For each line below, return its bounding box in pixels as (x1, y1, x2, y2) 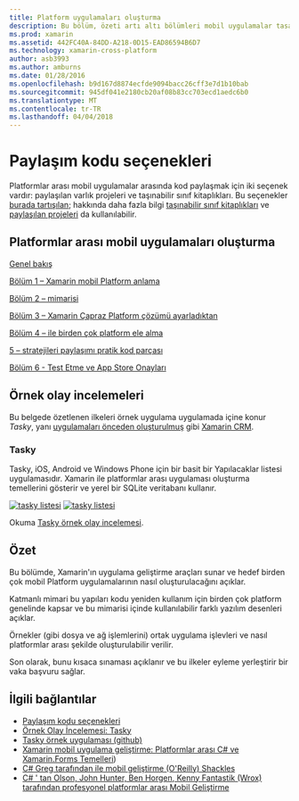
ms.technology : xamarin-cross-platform (9, 46, 158, 55)
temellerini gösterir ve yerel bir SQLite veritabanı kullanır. (9, 483, 216, 493)
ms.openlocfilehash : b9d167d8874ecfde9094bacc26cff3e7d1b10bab (9, 79, 249, 88)
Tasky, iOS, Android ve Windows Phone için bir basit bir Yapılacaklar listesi (9, 463, 283, 474)
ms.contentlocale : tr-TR (9, 104, 101, 113)
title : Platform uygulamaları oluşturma (9, 12, 162, 22)
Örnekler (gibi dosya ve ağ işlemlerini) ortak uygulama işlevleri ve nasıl (9, 630, 268, 640)
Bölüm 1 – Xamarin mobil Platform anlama (9, 276, 160, 286)
